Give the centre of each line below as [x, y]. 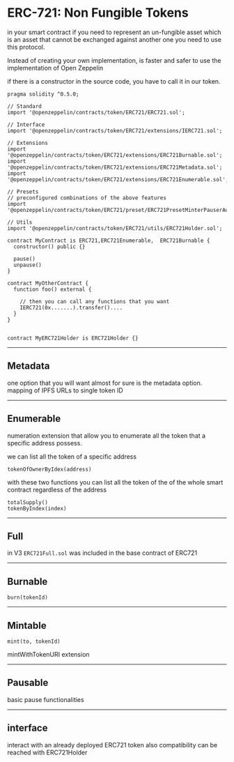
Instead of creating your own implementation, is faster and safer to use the [114, 60]
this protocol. [26, 47]
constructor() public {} [49, 246]
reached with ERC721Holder [47, 752]
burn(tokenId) [28, 597]
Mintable [27, 625]
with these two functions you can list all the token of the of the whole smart [115, 482]
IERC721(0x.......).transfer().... [71, 307]
